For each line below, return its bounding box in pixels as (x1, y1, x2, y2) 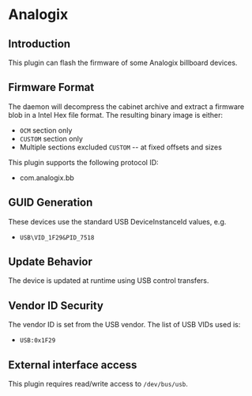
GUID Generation (8, 196, 93, 209)
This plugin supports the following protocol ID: (8, 157, 160, 167)
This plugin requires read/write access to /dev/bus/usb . (8, 379, 188, 389)
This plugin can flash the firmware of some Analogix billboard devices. (8, 58, 238, 67)
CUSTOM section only (19, 134, 83, 143)
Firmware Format (8, 81, 95, 94)
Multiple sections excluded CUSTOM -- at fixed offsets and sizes (19, 142, 223, 152)
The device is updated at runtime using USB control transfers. (8, 276, 209, 285)
